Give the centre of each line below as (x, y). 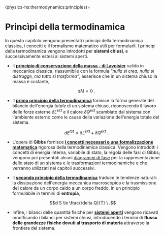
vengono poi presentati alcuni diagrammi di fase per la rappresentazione (86, 158)
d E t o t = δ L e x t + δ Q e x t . (86, 132)
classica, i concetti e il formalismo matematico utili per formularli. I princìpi (80, 46)
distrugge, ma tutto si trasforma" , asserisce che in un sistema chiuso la (85, 76)
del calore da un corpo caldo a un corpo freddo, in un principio (76, 188)
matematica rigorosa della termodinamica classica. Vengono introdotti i (85, 147)
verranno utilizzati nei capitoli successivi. (54, 168)
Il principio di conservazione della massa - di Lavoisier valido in (78, 65)
